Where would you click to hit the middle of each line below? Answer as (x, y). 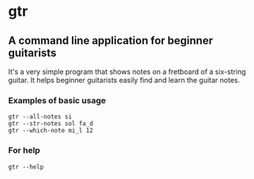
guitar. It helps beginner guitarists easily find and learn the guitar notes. (124, 80)
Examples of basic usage (57, 100)
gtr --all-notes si (40, 117)
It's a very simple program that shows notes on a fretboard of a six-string (127, 72)
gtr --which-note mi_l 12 (50, 131)
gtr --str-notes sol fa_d (50, 124)
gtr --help (26, 167)
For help (24, 151)
